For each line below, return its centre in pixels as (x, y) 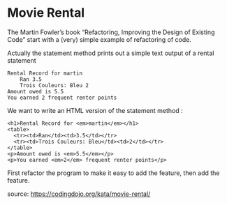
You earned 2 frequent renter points (62, 98)
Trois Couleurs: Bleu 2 (54, 85)
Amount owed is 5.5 (36, 91)
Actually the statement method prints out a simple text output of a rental (111, 53)
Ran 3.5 (31, 79)
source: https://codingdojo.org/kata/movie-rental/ (79, 194)
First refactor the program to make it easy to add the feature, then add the (113, 173)
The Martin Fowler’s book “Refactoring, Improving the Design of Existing (111, 32)
